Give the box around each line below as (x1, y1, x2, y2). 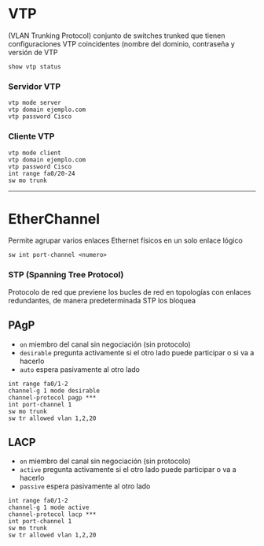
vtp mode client (8, 149, 61, 157)
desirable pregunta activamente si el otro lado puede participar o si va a (19, 347, 255, 357)
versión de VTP (8, 47, 58, 57)
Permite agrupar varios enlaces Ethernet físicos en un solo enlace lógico (8, 236, 244, 245)
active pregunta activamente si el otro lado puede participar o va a (19, 465, 237, 474)
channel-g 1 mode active (8, 503, 90, 512)
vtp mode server (8, 99, 61, 107)
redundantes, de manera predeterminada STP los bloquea (8, 295, 196, 305)
